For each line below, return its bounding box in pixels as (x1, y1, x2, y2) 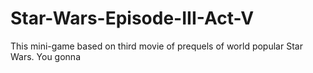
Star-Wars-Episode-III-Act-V (10, 7, 255, 30)
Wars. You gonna (10, 50, 81, 62)
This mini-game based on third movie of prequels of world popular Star (10, 40, 303, 52)
